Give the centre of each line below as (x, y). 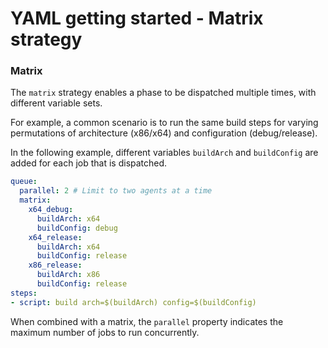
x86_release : (55, 265)
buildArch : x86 (68, 275)
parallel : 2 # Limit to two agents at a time (116, 191)
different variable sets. (56, 103)
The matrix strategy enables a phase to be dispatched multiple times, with (163, 93)
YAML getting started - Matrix (137, 18)
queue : (24, 182)
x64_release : (55, 237)
